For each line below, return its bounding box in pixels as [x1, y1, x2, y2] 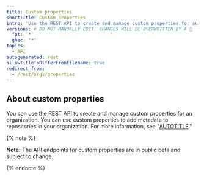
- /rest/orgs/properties [12, 71, 75, 77]
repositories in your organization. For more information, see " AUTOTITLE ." [6, 123, 192, 130]
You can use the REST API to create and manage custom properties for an [6, 110, 192, 117]
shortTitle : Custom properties [6, 15, 86, 21]
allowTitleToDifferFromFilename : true [6, 60, 105, 66]
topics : [6, 43, 26, 49]
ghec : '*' [12, 37, 37, 43]
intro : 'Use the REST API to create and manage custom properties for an [6, 20, 199, 26]
